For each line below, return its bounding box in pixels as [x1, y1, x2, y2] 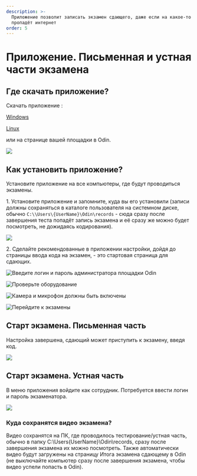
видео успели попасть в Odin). [6, 463, 84, 470]
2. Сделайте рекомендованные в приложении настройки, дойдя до [6, 245, 176, 252]
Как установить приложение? [6, 165, 123, 175]
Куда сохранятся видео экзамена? [6, 418, 112, 426]
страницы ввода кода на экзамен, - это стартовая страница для [6, 252, 168, 259]
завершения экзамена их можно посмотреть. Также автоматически [6, 444, 179, 451]
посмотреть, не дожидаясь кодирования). [6, 223, 113, 230]
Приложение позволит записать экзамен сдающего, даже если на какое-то [11, 14, 192, 20]
